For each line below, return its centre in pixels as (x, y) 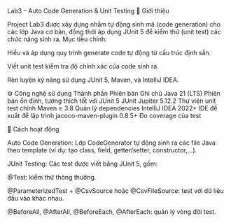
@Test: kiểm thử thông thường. (52, 177)
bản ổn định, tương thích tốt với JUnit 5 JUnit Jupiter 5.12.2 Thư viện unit (112, 101)
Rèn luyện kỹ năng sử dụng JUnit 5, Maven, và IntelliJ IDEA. (93, 80)
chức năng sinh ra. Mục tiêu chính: (57, 39)
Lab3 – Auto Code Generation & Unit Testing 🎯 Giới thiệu (88, 11)
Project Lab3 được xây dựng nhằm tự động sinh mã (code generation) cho (114, 24)
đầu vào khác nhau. (36, 198)
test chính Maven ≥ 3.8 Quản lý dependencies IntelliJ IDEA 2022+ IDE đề (112, 108)
